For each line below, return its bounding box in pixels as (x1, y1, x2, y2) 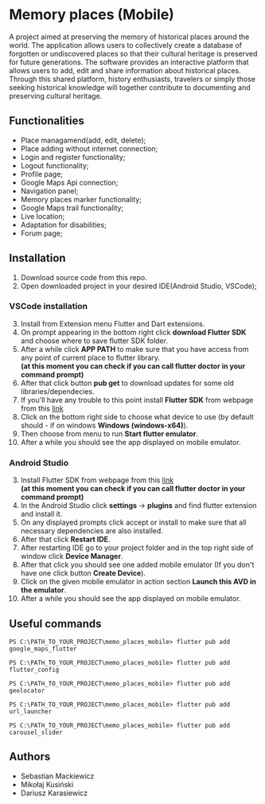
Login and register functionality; (20, 152, 126, 162)
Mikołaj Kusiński (20, 779, 74, 789)
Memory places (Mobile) (9, 6, 174, 24)
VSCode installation (9, 301, 88, 312)
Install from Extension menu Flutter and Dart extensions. (20, 318, 205, 328)
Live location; (20, 211, 65, 221)
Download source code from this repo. (20, 272, 147, 282)
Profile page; (20, 169, 63, 178)
